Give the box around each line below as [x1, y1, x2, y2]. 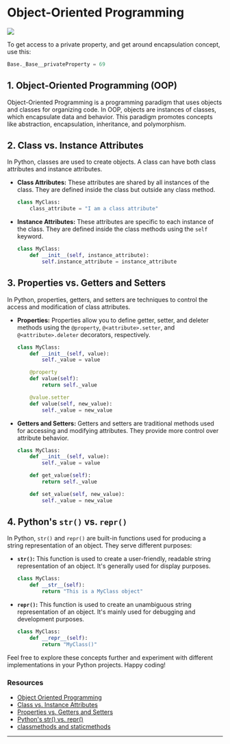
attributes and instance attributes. [7, 165, 103, 173]
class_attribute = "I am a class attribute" [29, 206, 159, 212]
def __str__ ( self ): [29, 582, 86, 588]
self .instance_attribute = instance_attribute [42, 258, 177, 265]
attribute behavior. [16, 434, 69, 442]
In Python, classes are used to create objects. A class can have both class [7, 158, 216, 166]
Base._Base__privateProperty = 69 [7, 60, 106, 68]
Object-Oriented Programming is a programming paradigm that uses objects [7, 98, 222, 106]
